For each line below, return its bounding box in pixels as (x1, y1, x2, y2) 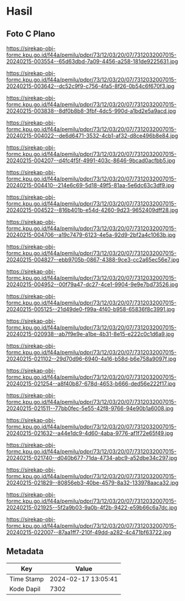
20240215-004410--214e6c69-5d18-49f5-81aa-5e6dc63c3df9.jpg (6, 182, 175, 189)
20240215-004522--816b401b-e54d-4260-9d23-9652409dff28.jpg (6, 206, 178, 214)
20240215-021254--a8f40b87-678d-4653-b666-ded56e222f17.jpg (6, 380, 176, 387)
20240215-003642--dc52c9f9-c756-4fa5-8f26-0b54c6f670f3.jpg (6, 82, 175, 90)
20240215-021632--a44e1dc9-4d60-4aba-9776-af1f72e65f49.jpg (6, 430, 173, 437)
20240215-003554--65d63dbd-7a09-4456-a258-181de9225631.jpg (6, 58, 178, 65)
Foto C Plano (6, 29, 55, 39)
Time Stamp (9, 575, 44, 583)
